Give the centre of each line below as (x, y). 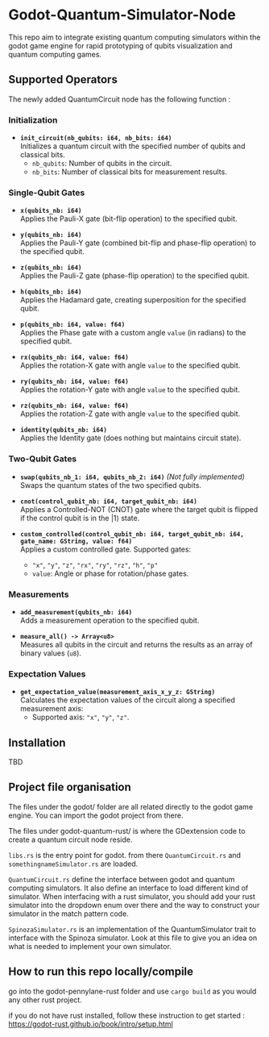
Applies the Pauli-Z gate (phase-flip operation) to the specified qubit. (134, 276)
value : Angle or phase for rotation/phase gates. (110, 573)
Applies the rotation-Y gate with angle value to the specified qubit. (130, 389)
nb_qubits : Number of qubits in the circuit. (102, 164)
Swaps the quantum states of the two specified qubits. (111, 485)
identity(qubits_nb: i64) (63, 430)
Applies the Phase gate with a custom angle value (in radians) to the (133, 333)
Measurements (39, 594)
